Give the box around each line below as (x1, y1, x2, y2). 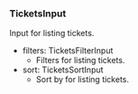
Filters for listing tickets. (35, 55, 125, 66)
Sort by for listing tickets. (35, 74, 129, 85)
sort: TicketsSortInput (22, 64, 104, 75)
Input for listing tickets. (9, 28, 95, 39)
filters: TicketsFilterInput (22, 45, 114, 56)
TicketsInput (9, 7, 67, 20)
